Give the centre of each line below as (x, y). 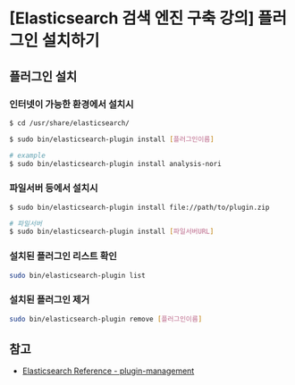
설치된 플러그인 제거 (50, 300)
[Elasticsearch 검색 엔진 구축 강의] (132, 18)
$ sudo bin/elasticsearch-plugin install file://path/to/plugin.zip (139, 207)
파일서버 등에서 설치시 (54, 188)
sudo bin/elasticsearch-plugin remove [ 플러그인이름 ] (106, 319)
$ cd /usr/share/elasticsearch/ (69, 123)
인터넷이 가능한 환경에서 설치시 (72, 104)
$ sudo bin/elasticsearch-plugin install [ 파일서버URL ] (112, 232)
